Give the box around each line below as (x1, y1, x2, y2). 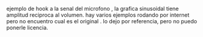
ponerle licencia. (6, 24, 48, 31)
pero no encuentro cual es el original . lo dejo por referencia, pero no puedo (6, 18, 197, 24)
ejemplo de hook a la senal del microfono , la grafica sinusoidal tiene (6, 5, 179, 12)
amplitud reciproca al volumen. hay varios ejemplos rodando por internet (6, 11, 190, 18)
